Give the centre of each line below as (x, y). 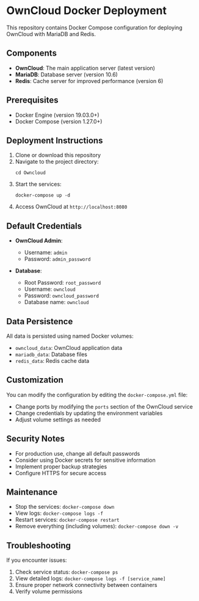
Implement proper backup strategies (61, 466)
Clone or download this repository (58, 155)
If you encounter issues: (37, 560)
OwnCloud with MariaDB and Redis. (51, 34)
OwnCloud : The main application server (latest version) (85, 68)
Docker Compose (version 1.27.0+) (59, 121)
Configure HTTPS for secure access (61, 473)
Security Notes (36, 439)
